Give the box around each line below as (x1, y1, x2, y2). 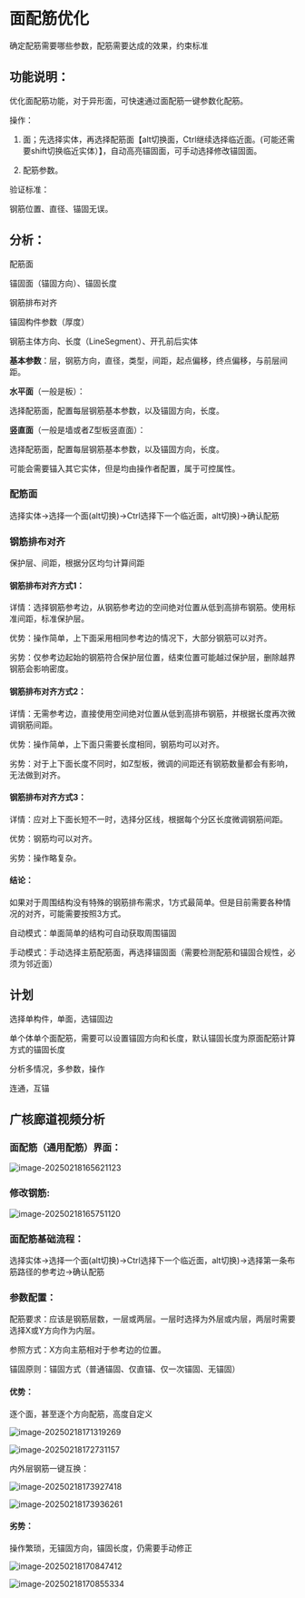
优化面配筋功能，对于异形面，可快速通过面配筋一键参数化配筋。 (9, 95, 248, 106)
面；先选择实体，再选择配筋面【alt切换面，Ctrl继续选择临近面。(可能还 (22, 134, 288, 145)
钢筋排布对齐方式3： (9, 792, 87, 803)
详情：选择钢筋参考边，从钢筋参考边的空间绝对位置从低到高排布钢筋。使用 (9, 602, 288, 613)
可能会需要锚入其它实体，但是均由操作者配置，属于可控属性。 (9, 463, 241, 474)
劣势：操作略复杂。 (9, 852, 82, 863)
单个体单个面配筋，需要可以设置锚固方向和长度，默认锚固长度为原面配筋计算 (9, 1032, 296, 1043)
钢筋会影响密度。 (9, 663, 74, 674)
